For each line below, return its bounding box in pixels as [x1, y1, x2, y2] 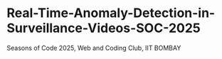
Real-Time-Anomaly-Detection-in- [6, 5, 216, 21]
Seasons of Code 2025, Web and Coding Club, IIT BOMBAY [6, 43, 181, 52]
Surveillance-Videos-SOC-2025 [6, 20, 201, 36]
